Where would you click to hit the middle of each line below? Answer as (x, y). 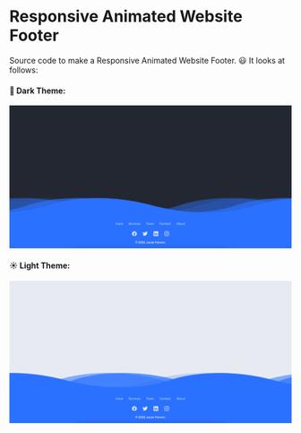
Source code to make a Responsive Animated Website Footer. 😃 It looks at (147, 60)
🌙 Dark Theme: (38, 91)
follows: (24, 70)
